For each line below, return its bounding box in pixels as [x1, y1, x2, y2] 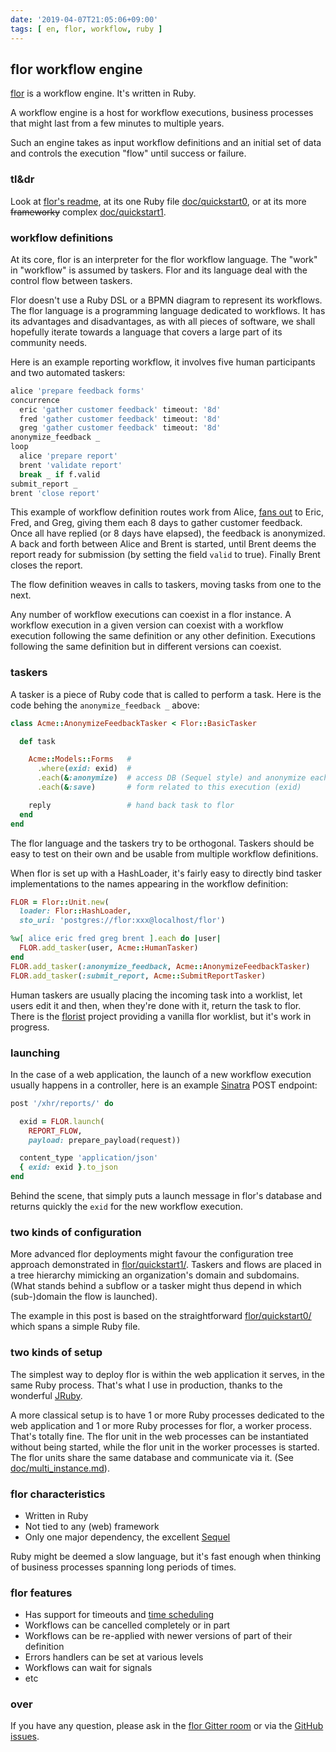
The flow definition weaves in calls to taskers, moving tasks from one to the [10, 579, 322, 591]
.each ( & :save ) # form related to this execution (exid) [36, 782, 302, 793]
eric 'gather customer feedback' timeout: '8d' [19, 404, 222, 415]
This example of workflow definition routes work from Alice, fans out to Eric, [10, 506, 325, 518]
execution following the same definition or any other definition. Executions [10, 630, 316, 642]
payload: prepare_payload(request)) [28, 1135, 182, 1145]
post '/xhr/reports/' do [10, 1098, 114, 1108]
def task [19, 736, 56, 746]
